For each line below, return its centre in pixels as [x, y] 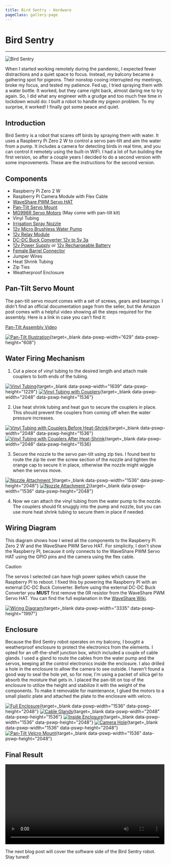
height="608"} [21, 342]
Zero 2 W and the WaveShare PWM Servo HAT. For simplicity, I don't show [83, 546]
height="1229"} [22, 391]
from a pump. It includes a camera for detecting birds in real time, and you [83, 146]
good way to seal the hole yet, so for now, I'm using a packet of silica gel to [84, 674]
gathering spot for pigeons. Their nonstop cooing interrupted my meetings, [84, 80]
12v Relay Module [31, 235]
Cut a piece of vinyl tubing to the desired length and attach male [80, 371]
